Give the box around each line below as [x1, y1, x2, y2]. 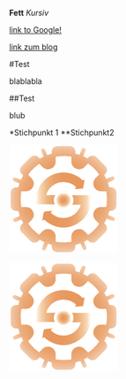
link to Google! [9, 25, 62, 34]
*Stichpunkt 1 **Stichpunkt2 [9, 127, 115, 138]
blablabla [9, 76, 42, 87]
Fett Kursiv [9, 8, 49, 18]
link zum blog [9, 42, 58, 52]
